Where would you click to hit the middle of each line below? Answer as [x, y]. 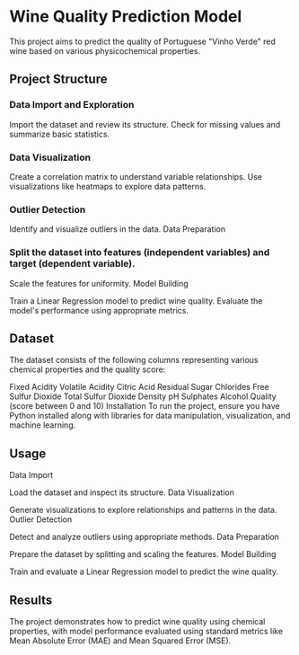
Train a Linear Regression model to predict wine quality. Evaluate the [136, 301]
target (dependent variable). [72, 264]
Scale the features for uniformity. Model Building [99, 283]
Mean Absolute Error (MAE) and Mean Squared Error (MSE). [120, 641]
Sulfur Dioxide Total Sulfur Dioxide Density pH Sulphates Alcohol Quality [143, 396]
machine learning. [43, 425]
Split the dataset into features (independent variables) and [140, 252]
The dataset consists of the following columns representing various [134, 360]
